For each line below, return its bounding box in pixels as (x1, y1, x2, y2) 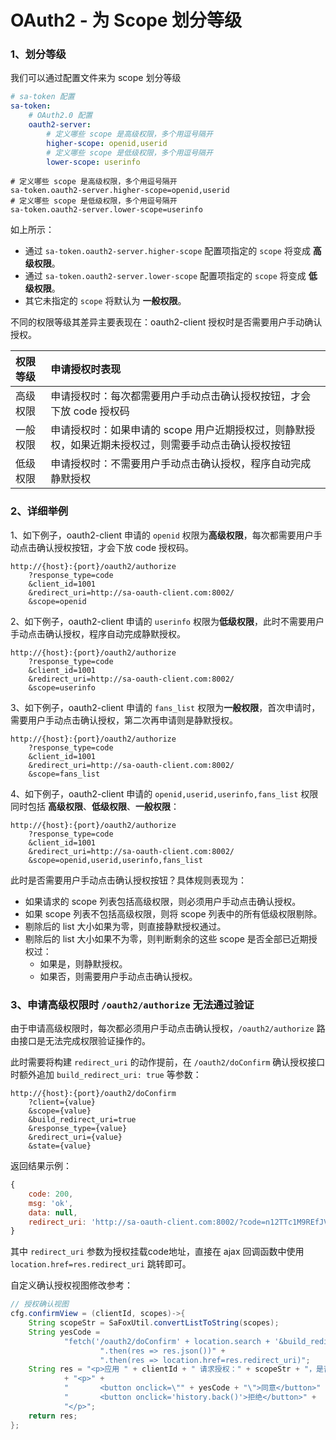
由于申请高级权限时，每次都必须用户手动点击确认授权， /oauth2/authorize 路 (10, 1022, 326, 1035)
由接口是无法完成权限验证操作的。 (10, 1035, 151, 1047)
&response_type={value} (28, 1124, 128, 1134)
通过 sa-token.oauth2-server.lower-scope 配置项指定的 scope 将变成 (24, 270, 307, 282)
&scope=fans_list (28, 769, 101, 779)
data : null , (28, 1207, 78, 1218)
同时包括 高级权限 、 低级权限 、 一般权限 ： (10, 800, 180, 812)
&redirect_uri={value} (28, 1132, 123, 1143)
